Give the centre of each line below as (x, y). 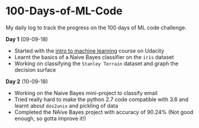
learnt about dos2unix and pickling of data (66, 105)
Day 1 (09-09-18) (27, 39)
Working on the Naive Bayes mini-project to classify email (86, 93)
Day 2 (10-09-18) (27, 81)
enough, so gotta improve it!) (50, 118)
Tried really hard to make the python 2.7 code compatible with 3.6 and (101, 99)
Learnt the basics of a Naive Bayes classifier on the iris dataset (94, 57)
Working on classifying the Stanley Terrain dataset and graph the (96, 63)
